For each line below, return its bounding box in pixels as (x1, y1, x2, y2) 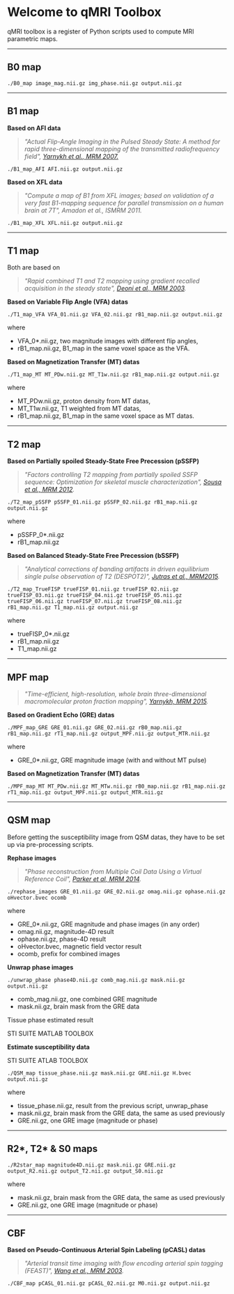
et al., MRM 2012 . (24, 485, 75, 494)
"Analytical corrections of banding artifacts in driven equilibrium (24, 565, 210, 573)
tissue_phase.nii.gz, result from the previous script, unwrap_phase (17, 1101, 209, 1109)
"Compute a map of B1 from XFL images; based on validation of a (24, 191, 214, 199)
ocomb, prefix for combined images (17, 949, 120, 958)
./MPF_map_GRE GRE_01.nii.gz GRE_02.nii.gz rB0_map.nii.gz (7, 724, 182, 731)
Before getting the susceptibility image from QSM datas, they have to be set (7, 833, 225, 841)
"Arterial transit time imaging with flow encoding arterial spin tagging (24, 1259, 224, 1268)
